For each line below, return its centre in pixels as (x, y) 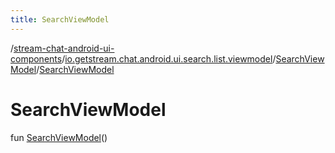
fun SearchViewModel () (59, 137)
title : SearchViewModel (60, 19)
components (36, 58)
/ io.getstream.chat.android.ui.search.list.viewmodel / (169, 58)
